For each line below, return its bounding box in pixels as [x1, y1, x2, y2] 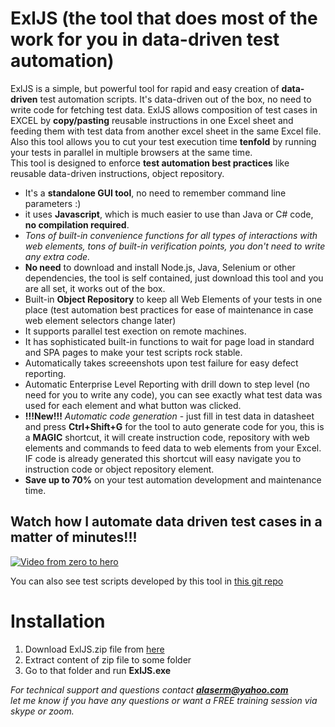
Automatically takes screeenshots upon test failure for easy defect [24, 357, 299, 369]
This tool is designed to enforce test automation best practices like [10, 157, 290, 169]
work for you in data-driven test [10, 28, 280, 51]
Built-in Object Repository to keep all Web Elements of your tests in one [24, 293, 323, 305]
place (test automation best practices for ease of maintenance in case [24, 303, 314, 316]
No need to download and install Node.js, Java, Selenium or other [24, 261, 296, 273]
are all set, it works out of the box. [24, 282, 166, 294]
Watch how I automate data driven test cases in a [10, 513, 323, 531]
